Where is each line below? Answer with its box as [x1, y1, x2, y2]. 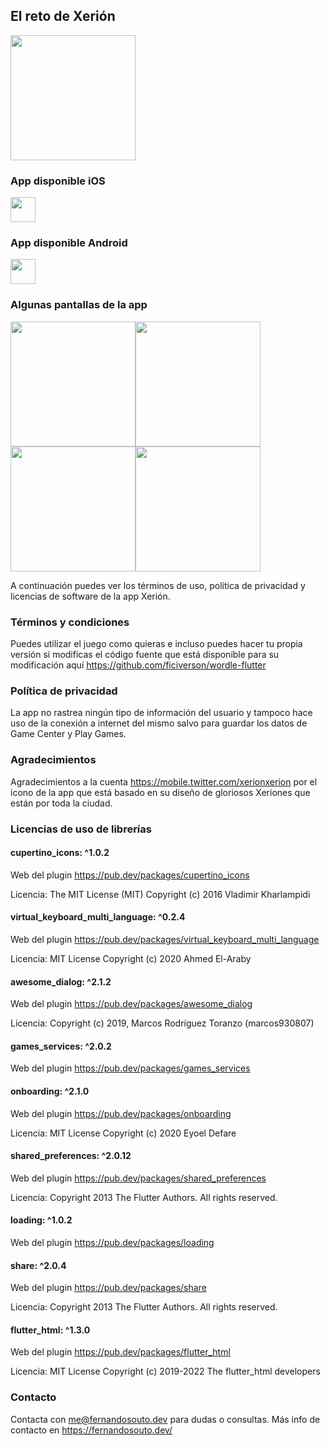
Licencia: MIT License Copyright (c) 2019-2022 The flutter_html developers [10, 1365, 321, 1378]
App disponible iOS [10, 174, 106, 188]
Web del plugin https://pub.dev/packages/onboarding [10, 1107, 232, 1119]
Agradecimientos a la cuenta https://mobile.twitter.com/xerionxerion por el [10, 775, 318, 788]
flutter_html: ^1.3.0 [10, 1324, 91, 1336]
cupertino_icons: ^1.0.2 [10, 847, 110, 859]
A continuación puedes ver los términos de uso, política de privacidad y [10, 579, 306, 591]
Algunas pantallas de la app [10, 298, 148, 312]
